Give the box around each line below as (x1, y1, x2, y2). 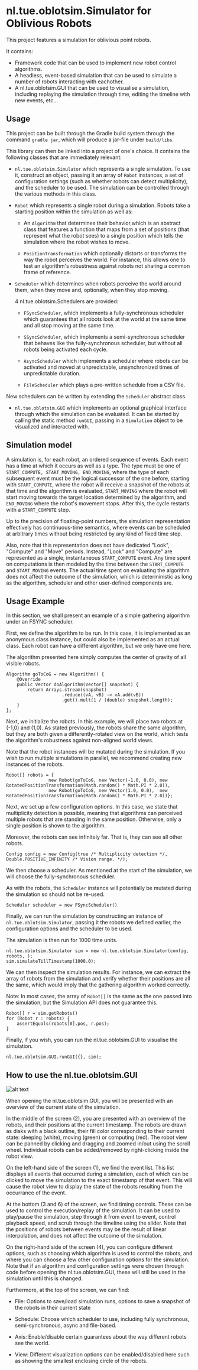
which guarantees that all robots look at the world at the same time (23, 315, 186, 323)
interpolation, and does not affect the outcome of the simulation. (6, 1232, 163, 1239)
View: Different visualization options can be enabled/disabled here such (14, 1351, 190, 1358)
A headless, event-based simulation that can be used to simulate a (14, 72, 177, 79)
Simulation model (6, 440, 72, 450)
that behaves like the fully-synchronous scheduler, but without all (23, 339, 183, 346)
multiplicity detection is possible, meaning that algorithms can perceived (6, 810, 183, 817)
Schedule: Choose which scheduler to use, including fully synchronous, (14, 1316, 190, 1323)
